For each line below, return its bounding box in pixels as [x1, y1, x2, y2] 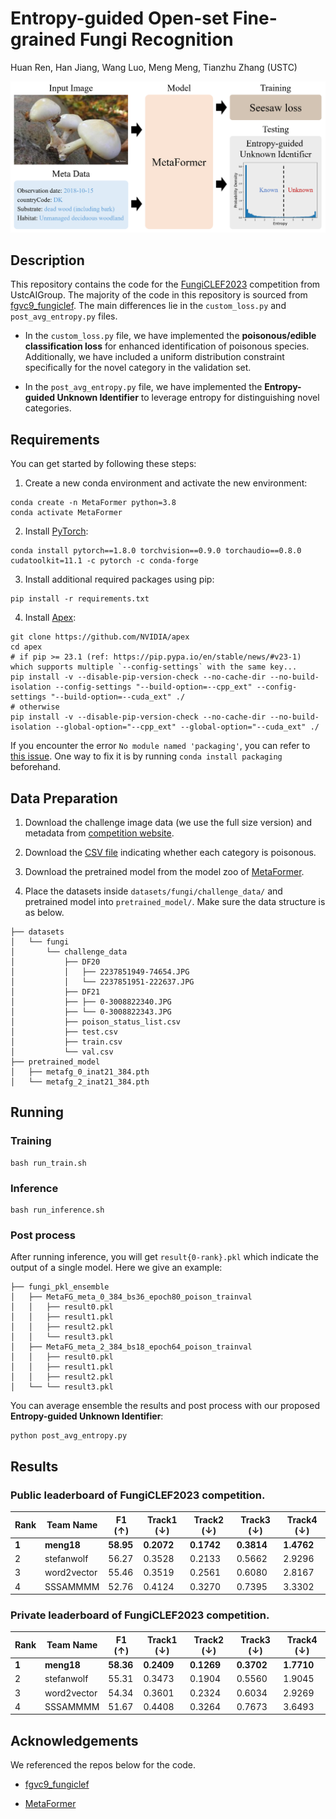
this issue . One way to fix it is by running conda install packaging [10, 750, 283, 762]
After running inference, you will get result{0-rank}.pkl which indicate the [10, 1251, 320, 1263]
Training [10, 1134, 52, 1148]
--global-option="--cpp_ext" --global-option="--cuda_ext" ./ [54, 722, 320, 732]
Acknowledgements [10, 1732, 139, 1749]
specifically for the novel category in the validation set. [24, 362, 252, 374]
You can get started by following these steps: [10, 458, 197, 470]
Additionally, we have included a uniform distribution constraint [24, 351, 285, 363]
